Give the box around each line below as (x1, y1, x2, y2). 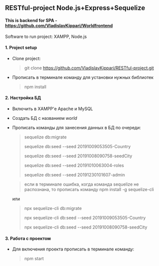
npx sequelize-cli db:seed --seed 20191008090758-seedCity (24, 224, 148, 230)
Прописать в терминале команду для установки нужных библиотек (12, 74, 154, 80)
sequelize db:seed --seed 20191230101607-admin (24, 172, 125, 177)
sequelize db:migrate (24, 134, 67, 140)
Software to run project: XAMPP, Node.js (5, 34, 87, 39)
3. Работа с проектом (5, 235, 51, 241)
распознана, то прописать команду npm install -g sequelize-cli (24, 187, 154, 192)
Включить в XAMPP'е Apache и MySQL (12, 106, 94, 112)
